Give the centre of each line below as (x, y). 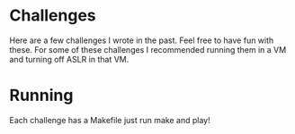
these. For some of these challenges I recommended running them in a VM (148, 49)
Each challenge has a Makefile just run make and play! (110, 120)
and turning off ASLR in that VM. (69, 59)
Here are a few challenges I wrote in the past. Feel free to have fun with (142, 40)
